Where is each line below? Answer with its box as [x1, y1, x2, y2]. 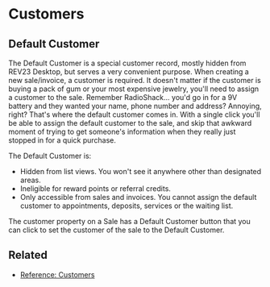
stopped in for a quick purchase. [8, 135, 117, 145]
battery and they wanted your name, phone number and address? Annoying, [8, 102, 262, 110]
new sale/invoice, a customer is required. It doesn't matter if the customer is [8, 76, 262, 85]
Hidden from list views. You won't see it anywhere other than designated [19, 167, 262, 176]
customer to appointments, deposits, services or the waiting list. [19, 201, 234, 210]
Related [8, 248, 48, 262]
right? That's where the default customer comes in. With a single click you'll [8, 110, 260, 119]
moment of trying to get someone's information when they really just [8, 127, 236, 136]
